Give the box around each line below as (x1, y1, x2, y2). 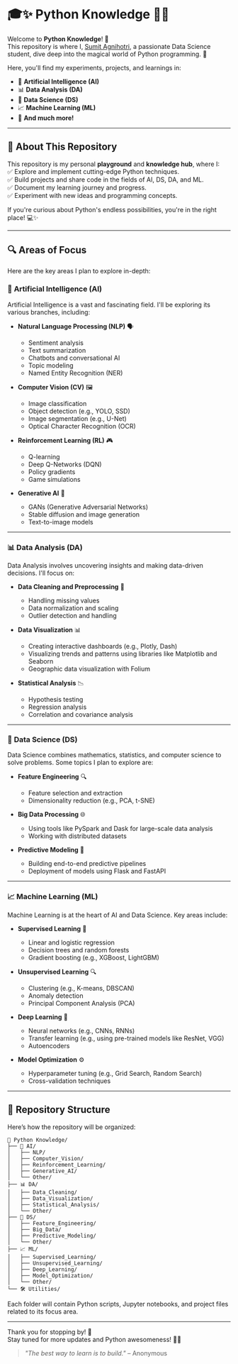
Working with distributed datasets (28, 832, 127, 840)
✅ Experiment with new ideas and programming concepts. (7, 191, 178, 199)
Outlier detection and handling (28, 612, 117, 620)
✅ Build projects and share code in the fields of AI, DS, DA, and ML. (7, 175, 204, 184)
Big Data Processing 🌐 (17, 810, 86, 819)
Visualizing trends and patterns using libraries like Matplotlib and (28, 649, 217, 658)
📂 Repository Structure (7, 1104, 110, 1116)
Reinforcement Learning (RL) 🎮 (17, 436, 113, 444)
